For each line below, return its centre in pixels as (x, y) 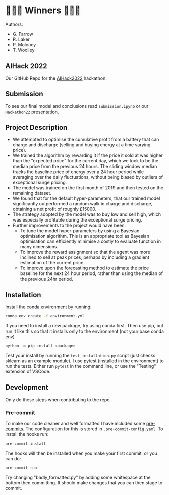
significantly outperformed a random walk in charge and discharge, (82, 204)
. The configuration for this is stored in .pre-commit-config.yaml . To (93, 429)
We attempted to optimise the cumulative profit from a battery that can (86, 140)
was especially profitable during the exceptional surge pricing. (77, 220)
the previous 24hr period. (46, 279)
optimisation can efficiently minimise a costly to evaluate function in (91, 241)
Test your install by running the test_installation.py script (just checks (80, 355)
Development (27, 387)
